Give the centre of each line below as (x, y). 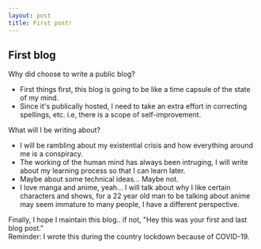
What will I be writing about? (55, 130)
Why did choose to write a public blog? (72, 74)
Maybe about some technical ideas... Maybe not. (99, 179)
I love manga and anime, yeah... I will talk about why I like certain (125, 188)
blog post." (26, 228)
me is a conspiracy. (51, 154)
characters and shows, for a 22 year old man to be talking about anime (135, 196)
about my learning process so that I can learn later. (102, 170)
